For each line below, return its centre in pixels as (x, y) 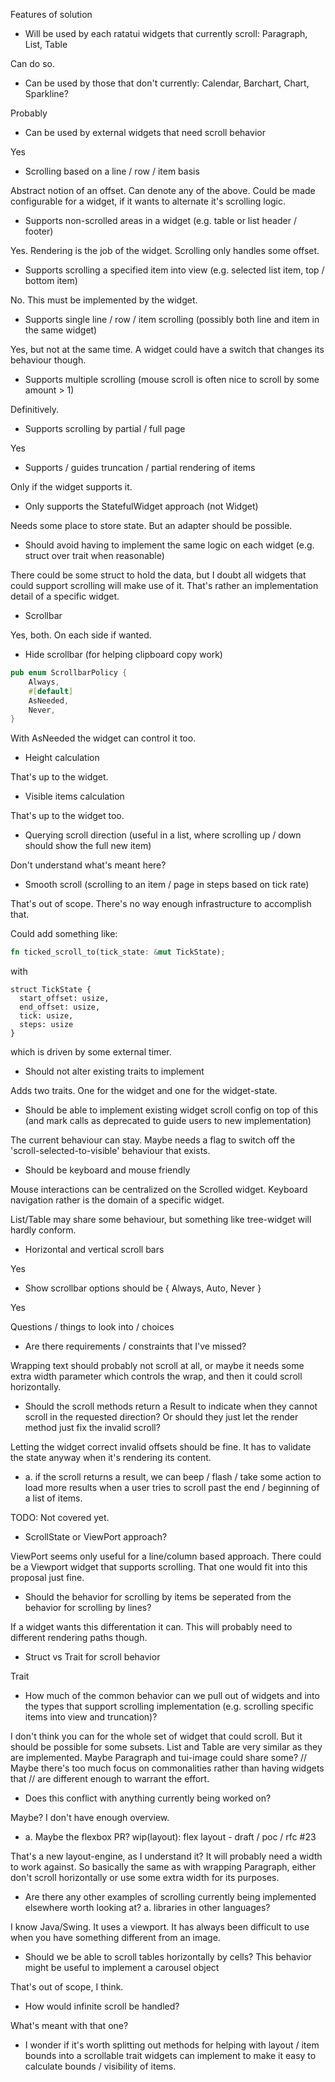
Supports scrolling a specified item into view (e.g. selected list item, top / (174, 270)
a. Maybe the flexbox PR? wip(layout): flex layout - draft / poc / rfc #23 (170, 1837)
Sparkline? (46, 93)
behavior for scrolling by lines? (88, 1608)
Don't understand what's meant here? (88, 865)
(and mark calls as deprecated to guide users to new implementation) (168, 1121)
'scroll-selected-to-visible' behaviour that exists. (110, 1151)
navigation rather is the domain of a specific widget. (117, 1200)
